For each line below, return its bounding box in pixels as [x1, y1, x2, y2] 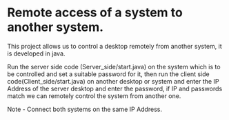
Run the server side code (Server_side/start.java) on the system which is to [7, 62, 221, 71]
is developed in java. [7, 49, 66, 58]
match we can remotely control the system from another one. [7, 91, 181, 100]
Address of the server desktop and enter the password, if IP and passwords [7, 84, 223, 93]
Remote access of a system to [7, 5, 183, 21]
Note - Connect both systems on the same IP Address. [7, 105, 162, 113]
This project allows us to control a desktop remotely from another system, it [7, 42, 222, 50]
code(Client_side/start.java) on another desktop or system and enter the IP [7, 77, 219, 85]
